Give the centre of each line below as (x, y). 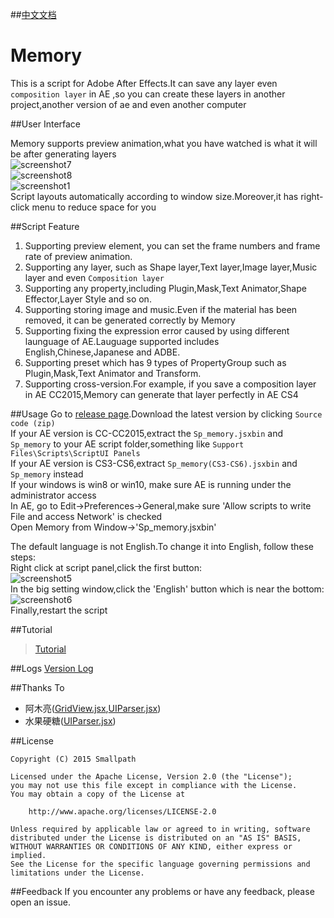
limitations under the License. (77, 873)
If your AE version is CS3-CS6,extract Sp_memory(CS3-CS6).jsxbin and (154, 463)
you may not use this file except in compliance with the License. (154, 785)
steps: (23, 557)
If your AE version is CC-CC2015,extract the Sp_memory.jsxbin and (147, 433)
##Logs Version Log (52, 668)
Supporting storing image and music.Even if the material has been (161, 309)
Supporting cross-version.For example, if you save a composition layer (170, 384)
